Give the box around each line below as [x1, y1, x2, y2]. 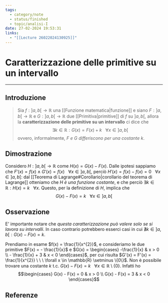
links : [5, 31, 19, 36]
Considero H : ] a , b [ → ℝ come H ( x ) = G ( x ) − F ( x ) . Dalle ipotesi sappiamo [5, 163, 156, 169]
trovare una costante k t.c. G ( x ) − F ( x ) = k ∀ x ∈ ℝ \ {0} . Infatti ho [5, 263, 141, 269]
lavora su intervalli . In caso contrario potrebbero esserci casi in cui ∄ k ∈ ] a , [5, 226, 161, 232]
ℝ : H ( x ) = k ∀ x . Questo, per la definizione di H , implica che [5, 185, 130, 191]
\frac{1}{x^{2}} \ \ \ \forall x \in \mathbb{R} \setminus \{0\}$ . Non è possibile [5, 257, 161, 263]
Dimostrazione [5, 150, 52, 158]
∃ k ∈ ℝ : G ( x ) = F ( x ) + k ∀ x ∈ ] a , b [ [52, 127, 128, 133]
